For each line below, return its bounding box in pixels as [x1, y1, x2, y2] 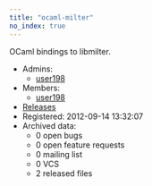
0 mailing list [35, 148, 83, 159]
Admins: [21, 63, 54, 74]
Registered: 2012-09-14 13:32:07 [21, 111, 144, 122]
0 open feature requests [35, 139, 125, 150]
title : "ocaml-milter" [9, 13, 94, 22]
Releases [21, 101, 56, 112]
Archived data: [21, 120, 77, 131]
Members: [21, 82, 61, 93]
